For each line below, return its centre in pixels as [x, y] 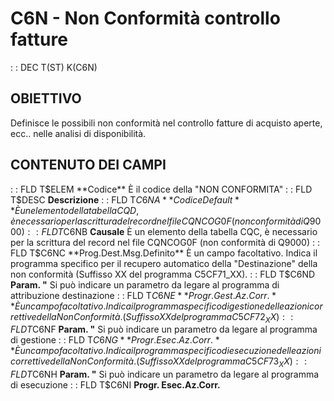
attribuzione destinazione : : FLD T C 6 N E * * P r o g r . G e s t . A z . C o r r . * [143, 295]
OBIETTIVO [46, 98]
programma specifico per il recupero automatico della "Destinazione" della [164, 263]
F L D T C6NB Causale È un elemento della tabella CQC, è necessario [179, 231]
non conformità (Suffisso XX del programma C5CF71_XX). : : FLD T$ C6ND [163, 274]
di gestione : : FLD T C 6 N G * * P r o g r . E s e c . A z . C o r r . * [115, 340]
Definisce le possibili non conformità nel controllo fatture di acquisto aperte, [166, 123]
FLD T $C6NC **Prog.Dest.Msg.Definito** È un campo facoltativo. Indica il [164, 253]
